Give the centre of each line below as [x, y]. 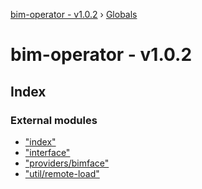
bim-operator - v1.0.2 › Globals [74, 14]
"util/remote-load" [62, 173]
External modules [54, 120]
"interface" [47, 152]
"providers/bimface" [67, 163]
